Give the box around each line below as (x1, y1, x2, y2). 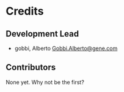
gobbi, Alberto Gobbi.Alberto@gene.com (14, 44, 118, 52)
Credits (5, 4, 44, 18)
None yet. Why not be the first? (5, 78, 85, 86)
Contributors (5, 62, 56, 73)
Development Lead (5, 29, 79, 39)
